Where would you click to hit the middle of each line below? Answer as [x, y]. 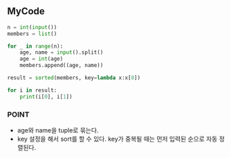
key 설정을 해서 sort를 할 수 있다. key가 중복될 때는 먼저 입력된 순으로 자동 [117, 139]
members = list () [32, 34]
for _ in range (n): [35, 46]
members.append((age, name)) [62, 66]
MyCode [26, 11]
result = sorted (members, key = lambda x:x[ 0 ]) [74, 78]
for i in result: [32, 90]
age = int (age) [41, 59]
